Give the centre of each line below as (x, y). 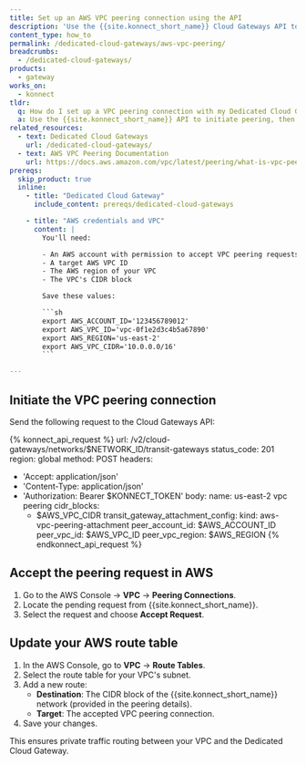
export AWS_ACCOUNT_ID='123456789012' (116, 321)
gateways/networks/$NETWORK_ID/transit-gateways (109, 449)
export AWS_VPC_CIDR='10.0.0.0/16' (110, 346)
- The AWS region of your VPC (99, 271)
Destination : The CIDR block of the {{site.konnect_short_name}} (157, 694)
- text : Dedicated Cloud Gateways (83, 137)
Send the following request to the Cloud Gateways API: (112, 421)
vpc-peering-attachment (82, 524)
